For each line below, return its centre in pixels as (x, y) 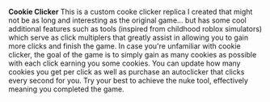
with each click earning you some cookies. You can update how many (124, 63)
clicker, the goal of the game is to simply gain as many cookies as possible (133, 55)
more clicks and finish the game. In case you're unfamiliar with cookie (124, 46)
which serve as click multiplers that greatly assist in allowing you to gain (129, 37)
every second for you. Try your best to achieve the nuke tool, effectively (129, 81)
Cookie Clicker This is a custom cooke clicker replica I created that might (131, 12)
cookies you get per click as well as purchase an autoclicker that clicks (127, 72)
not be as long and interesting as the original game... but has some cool (127, 20)
